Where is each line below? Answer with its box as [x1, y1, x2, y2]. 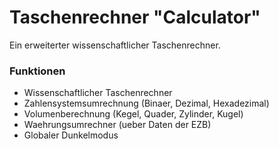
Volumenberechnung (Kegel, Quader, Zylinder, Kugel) [23, 108, 244, 120]
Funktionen [9, 64, 66, 78]
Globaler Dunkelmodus [23, 129, 119, 141]
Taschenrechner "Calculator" [9, 6, 261, 29]
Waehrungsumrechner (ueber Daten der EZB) [23, 119, 212, 131]
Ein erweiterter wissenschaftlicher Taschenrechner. [9, 39, 221, 51]
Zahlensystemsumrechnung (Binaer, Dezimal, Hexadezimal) [23, 97, 270, 110]
